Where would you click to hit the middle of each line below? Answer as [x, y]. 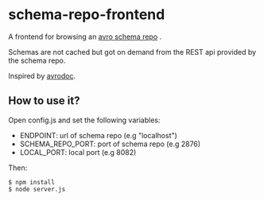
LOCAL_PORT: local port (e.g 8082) [78, 152]
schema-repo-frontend [87, 15]
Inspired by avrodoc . [42, 75]
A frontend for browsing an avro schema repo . [85, 37]
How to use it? [44, 101]
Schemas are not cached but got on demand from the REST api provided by [132, 52]
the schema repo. [37, 60]
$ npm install [32, 182]
